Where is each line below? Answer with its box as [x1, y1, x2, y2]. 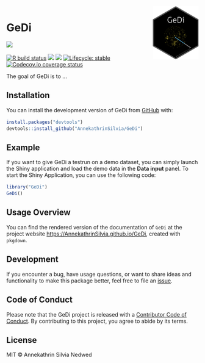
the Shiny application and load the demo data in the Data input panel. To [6, 165, 189, 173]
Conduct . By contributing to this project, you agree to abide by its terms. [6, 317, 188, 325]
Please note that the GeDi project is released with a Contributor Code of [6, 311, 187, 318]
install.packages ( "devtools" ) [6, 119, 84, 125]
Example [6, 142, 40, 153]
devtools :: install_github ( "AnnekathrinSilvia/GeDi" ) [6, 125, 143, 132]
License [6, 335, 37, 345]
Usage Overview [6, 207, 71, 218]
